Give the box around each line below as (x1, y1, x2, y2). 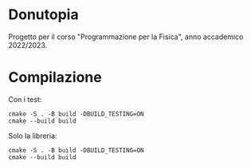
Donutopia (8, 6, 79, 24)
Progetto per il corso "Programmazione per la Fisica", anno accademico (8, 32, 244, 41)
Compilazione (8, 68, 102, 87)
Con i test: (8, 94, 42, 104)
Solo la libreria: (8, 131, 57, 140)
